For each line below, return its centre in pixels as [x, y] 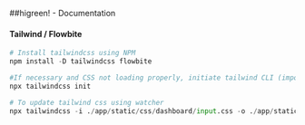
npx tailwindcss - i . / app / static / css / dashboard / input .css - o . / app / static [154, 111]
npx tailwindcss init [50, 86]
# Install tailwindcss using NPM [73, 53]
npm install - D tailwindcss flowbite [81, 62]
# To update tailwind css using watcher [87, 102]
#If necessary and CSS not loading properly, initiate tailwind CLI [142, 77]
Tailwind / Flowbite [46, 34]
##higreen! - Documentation [63, 13]
